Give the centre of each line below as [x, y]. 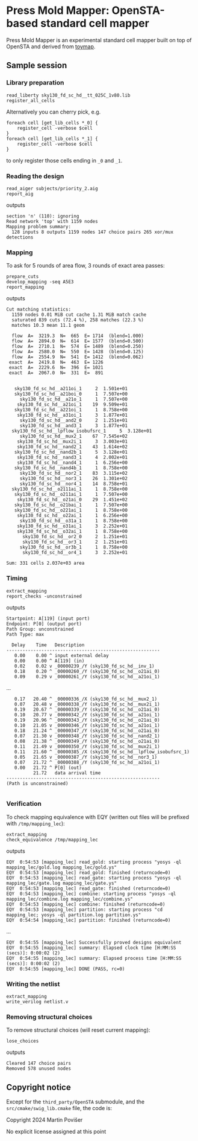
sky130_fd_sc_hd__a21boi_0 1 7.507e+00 [71, 394]
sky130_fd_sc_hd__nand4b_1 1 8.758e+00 [71, 468]
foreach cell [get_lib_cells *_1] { [52, 139]
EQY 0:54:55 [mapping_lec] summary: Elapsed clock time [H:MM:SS [91, 948]
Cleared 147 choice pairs [39, 1064]
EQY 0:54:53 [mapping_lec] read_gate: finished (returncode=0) [88, 889]
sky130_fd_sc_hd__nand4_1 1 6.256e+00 [73, 463]
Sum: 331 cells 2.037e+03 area [45, 563]
